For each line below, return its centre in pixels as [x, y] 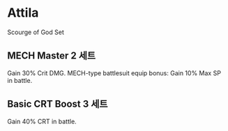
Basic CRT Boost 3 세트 [58, 104]
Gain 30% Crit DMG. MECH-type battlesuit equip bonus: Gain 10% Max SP [114, 73]
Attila [23, 13]
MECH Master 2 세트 [52, 56]
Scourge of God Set [36, 32]
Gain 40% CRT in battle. [42, 121]
